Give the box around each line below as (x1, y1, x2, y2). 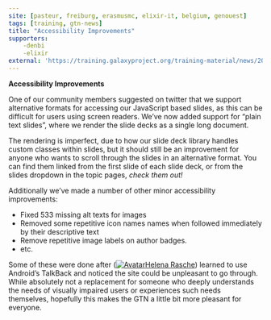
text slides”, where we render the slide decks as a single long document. (8, 120, 249, 130)
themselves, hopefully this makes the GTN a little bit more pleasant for (8, 293, 242, 303)
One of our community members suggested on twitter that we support (8, 94, 242, 104)
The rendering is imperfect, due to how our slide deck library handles (8, 135, 239, 145)
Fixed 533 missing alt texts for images (19, 210, 147, 219)
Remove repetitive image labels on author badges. (19, 235, 187, 245)
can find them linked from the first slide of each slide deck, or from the (8, 161, 244, 171)
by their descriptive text (19, 226, 99, 236)
